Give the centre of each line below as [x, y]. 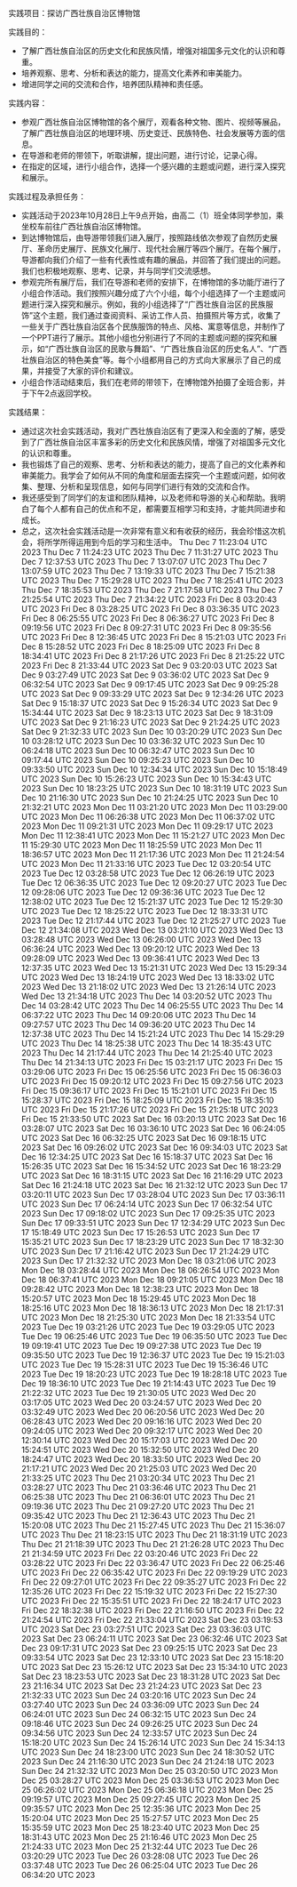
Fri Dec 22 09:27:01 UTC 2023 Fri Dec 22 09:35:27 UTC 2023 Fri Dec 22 [154, 1582]
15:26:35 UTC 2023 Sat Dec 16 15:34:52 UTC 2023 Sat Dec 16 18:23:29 [151, 1166]
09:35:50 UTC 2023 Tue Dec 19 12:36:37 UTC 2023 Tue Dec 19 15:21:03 [153, 1355]
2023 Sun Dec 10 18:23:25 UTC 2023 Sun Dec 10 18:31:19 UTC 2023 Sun [154, 788]
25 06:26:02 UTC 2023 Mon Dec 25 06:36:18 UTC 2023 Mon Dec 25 [147, 1790]
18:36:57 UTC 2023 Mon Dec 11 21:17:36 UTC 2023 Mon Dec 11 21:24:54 [153, 855]
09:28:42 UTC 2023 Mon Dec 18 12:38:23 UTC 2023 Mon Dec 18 [140, 1289]
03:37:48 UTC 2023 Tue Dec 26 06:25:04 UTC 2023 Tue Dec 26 [140, 1865]
